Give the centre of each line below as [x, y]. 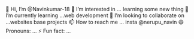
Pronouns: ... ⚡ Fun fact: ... [38, 31]
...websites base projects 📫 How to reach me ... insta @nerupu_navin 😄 [95, 22]
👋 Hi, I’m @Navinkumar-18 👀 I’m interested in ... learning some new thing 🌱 [97, 9]
